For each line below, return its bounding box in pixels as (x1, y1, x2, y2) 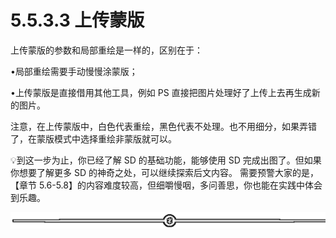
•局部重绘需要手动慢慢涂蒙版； (10, 65, 138, 77)
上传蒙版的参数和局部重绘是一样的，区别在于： (10, 44, 203, 56)
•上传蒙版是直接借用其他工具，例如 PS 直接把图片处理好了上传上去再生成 (10, 86, 312, 98)
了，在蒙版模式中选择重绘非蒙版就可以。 (10, 132, 177, 145)
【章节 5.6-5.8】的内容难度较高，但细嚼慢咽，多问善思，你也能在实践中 (10, 179, 305, 191)
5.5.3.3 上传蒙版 (10, 9, 145, 32)
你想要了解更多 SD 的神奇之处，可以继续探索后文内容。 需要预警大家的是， (10, 166, 319, 178)
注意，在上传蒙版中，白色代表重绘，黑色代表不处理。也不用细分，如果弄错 (10, 120, 317, 132)
